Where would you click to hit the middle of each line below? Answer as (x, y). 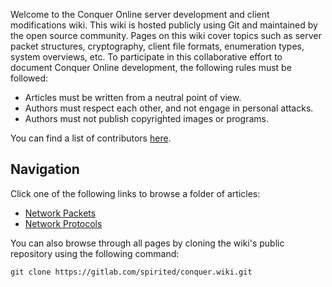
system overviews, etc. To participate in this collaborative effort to (146, 57)
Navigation (45, 169)
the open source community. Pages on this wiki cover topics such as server (166, 35)
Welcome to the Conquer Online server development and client (140, 14)
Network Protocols (63, 223)
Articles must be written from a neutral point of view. (133, 97)
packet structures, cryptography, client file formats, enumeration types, (157, 46)
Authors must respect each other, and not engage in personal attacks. (169, 108)
